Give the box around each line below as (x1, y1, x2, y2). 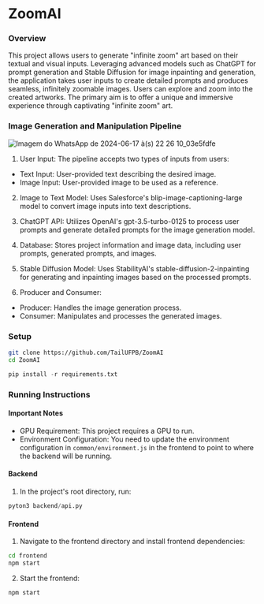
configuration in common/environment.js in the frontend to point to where (19, 442, 255, 452)
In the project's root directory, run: (19, 487, 132, 497)
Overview (8, 33, 46, 44)
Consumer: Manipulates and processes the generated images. (19, 311, 222, 320)
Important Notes (8, 408, 64, 418)
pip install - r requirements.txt (8, 370, 118, 378)
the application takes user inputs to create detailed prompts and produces (8, 76, 248, 85)
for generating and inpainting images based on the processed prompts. (19, 272, 251, 281)
